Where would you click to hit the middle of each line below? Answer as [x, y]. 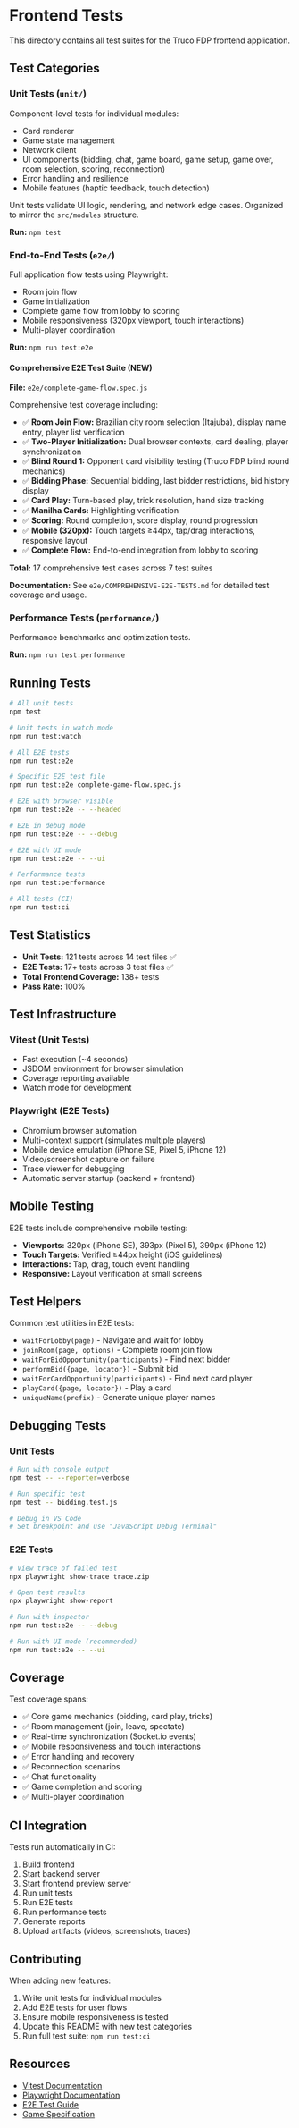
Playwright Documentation [71, 2095]
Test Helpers [46, 1301]
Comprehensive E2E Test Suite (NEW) [81, 367]
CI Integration [48, 1825]
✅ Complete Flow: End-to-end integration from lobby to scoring [140, 550]
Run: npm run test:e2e [51, 347]
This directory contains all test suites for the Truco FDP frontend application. [150, 40]
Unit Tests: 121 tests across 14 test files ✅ [99, 957]
